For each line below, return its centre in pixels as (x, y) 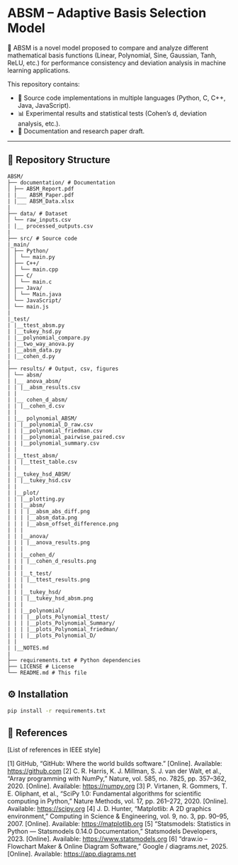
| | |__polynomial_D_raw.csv (50, 424)
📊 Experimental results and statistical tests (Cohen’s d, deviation (112, 113)
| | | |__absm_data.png (42, 518)
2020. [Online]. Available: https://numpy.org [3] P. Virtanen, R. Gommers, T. (118, 786)
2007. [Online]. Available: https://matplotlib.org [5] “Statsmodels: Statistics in (119, 824)
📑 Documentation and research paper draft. (81, 131)
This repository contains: (44, 84)
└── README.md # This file (47, 673)
